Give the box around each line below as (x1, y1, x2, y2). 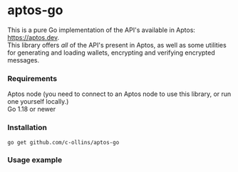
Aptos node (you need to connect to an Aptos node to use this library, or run (7, 90, 232, 98)
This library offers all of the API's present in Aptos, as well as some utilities (7, 41, 227, 49)
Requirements (7, 73, 58, 83)
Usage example (7, 155, 63, 165)
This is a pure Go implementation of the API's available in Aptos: (7, 26, 196, 34)
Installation (7, 123, 48, 133)
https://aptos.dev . (7, 33, 59, 41)
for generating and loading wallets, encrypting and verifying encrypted (7, 48, 215, 57)
